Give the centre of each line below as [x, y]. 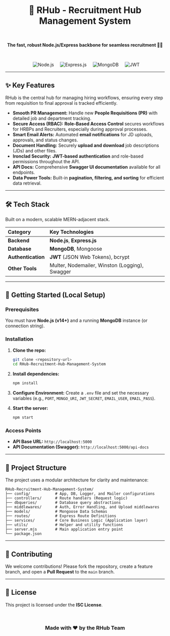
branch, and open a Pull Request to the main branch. [60, 571]
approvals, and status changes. [45, 140]
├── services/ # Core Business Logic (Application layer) [77, 521]
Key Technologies [72, 232]
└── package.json [24, 534]
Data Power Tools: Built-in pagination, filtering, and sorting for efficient [88, 177]
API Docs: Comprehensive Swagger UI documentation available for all [87, 167]
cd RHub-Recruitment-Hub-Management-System [59, 364]
